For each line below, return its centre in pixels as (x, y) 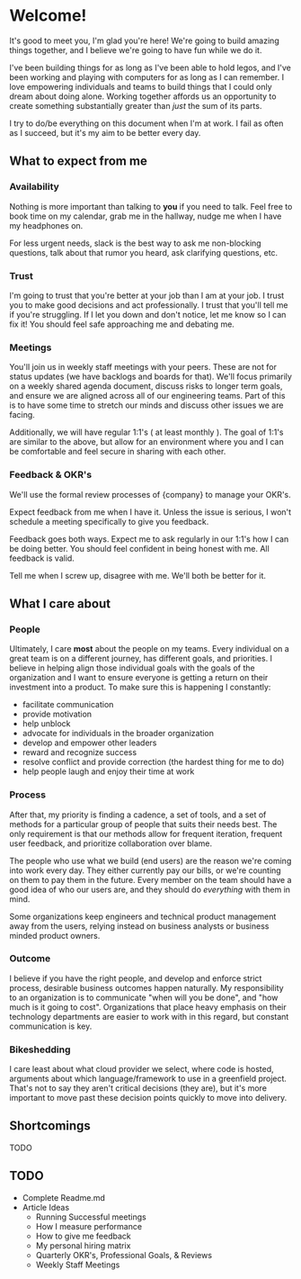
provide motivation (57, 714)
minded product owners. (55, 935)
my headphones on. (46, 225)
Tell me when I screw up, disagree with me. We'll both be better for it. (138, 575)
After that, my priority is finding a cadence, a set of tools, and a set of (138, 815)
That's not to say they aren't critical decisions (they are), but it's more (138, 1088)
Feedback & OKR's (51, 475)
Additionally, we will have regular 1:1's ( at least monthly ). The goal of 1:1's (146, 432)
